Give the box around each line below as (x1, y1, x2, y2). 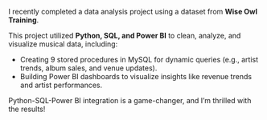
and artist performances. (19, 80, 103, 90)
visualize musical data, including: (8, 39, 118, 49)
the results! (8, 104, 46, 114)
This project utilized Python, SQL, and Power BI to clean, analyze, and (8, 31, 241, 40)
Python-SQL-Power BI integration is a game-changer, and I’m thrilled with (8, 96, 252, 105)
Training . (8, 15, 39, 25)
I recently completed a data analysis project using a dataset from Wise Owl (8, 7, 258, 16)
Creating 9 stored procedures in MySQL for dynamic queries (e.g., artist (19, 55, 259, 64)
